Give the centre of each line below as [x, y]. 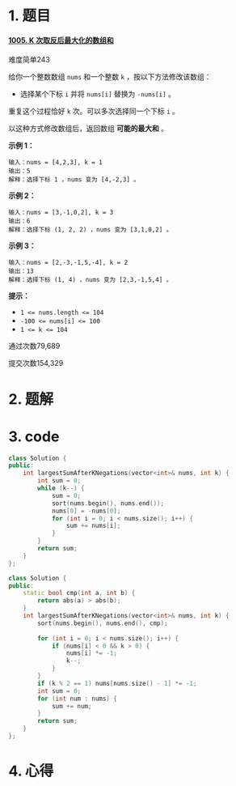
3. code [34, 436]
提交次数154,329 [36, 363]
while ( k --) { [61, 489]
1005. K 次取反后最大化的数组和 [61, 40]
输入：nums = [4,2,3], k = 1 [56, 163]
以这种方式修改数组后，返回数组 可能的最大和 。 [88, 129]
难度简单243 [29, 60]
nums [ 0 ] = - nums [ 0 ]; [86, 511]
